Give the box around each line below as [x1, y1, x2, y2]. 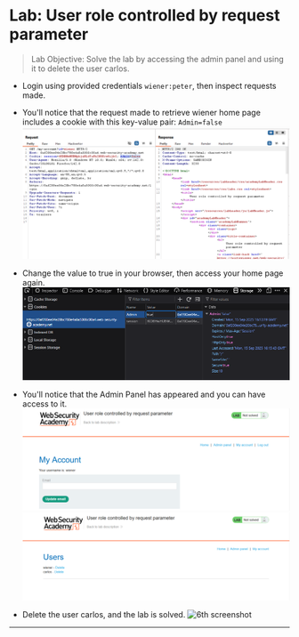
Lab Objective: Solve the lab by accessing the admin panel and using [30, 53, 285, 64]
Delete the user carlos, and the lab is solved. [21, 609, 186, 619]
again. [21, 278, 45, 288]
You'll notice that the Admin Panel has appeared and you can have [21, 389, 266, 399]
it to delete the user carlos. [30, 63, 130, 74]
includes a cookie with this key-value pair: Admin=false [21, 117, 222, 127]
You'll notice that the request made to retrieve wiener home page [21, 107, 261, 117]
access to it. [21, 398, 68, 409]
